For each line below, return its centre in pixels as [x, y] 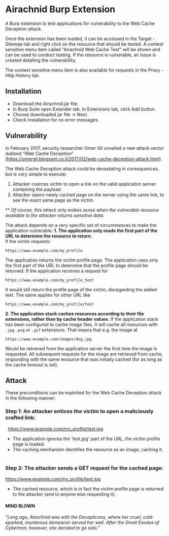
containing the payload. [37, 189]
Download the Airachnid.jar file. [45, 104]
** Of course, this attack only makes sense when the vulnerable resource [82, 210]
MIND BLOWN [20, 506]
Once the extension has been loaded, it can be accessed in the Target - [80, 39]
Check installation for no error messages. [56, 120]
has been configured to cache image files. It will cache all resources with [81, 324]
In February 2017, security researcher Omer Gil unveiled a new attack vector [84, 148]
